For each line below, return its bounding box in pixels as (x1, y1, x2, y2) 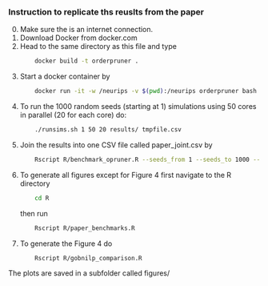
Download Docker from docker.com (19, 33, 138, 42)
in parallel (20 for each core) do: (19, 111, 127, 120)
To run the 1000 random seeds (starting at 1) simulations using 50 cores (19, 102, 257, 111)
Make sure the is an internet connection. (19, 25, 154, 34)
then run (19, 208, 48, 218)
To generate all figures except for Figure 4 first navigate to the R (19, 170, 232, 179)
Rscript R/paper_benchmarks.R (34, 224, 135, 232)
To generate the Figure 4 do (19, 239, 113, 248)
